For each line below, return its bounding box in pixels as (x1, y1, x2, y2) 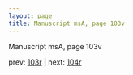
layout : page (8, 11, 53, 20)
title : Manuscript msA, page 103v (8, 19, 126, 27)
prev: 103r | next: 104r (8, 57, 82, 67)
